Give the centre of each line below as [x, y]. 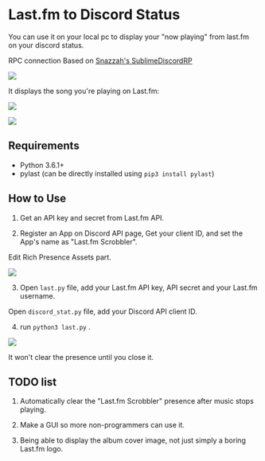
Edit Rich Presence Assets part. [60, 257]
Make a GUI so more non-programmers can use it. [102, 425]
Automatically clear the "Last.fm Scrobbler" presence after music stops [137, 401]
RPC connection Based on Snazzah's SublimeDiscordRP [100, 61]
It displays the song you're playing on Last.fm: [84, 91]
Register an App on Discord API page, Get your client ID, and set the [131, 233]
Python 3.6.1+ [42, 165]
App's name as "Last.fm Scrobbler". [78, 241]
